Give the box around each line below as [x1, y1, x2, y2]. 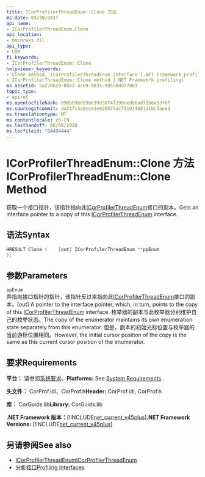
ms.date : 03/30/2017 [6, 15, 59, 21]
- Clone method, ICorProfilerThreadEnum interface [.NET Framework [6, 71, 182, 78]
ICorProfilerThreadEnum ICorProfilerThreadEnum [15, 456, 137, 464]
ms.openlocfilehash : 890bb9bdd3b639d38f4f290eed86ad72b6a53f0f [6, 100, 171, 106]
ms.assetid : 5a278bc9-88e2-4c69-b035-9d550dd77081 [6, 83, 138, 89]
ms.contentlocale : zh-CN [6, 117, 70, 123]
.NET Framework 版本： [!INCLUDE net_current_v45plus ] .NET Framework [6, 413, 190, 421]
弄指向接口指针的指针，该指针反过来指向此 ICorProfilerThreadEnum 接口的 [6, 293, 190, 300]
